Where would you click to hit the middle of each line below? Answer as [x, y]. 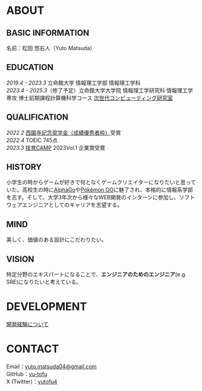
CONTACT [33, 349]
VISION [20, 259]
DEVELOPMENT [47, 307]
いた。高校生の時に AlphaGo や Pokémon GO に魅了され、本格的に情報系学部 [100, 190]
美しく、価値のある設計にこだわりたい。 [57, 240]
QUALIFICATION [37, 118]
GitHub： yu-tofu [27, 374]
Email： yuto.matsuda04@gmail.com [51, 366]
